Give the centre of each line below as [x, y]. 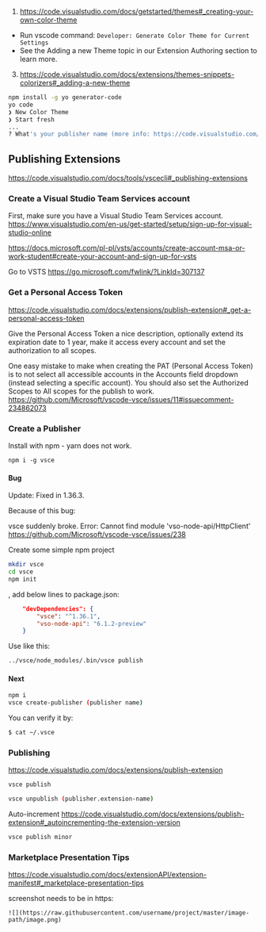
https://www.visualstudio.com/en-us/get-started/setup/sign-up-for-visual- [130, 224]
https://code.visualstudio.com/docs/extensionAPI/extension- [108, 875]
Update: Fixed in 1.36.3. [46, 496]
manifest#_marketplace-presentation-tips [76, 883]
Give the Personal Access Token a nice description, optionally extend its [126, 333]
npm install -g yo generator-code [65, 98]
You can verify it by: [41, 718]
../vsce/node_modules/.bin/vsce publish [76, 661]
